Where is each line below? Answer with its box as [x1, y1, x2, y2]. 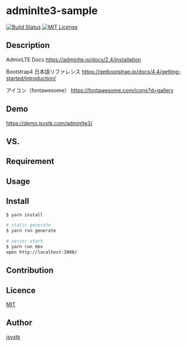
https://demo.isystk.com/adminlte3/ [6, 119, 93, 126]
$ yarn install [6, 212, 43, 218]
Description [6, 40, 50, 50]
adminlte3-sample [6, 4, 98, 18]
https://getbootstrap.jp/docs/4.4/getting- [81, 68, 181, 75]
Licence [6, 285, 36, 295]
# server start [6, 238, 43, 244]
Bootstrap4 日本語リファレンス [6, 68, 81, 75]
